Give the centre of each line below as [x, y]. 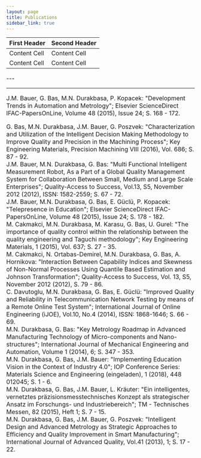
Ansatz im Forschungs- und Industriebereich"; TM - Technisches [98, 405]
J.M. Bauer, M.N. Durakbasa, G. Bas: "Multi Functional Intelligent [97, 164]
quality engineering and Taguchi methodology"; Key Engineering [97, 240]
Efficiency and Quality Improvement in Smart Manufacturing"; [93, 435]
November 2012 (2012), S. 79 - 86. [55, 285]
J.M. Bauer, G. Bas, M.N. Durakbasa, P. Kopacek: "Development [96, 98]
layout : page [22, 12]
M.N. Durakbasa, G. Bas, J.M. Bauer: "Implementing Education [94, 360]
